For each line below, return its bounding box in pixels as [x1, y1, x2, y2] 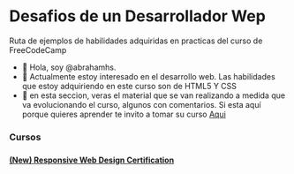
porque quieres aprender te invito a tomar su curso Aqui [21, 109, 227, 119]
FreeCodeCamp [9, 44, 67, 55]
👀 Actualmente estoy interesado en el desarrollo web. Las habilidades [21, 71, 275, 81]
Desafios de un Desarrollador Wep [9, 6, 267, 26]
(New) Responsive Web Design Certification [9, 155, 175, 165]
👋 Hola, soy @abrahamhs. [21, 62, 117, 72]
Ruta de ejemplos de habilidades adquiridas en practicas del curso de [9, 35, 263, 46]
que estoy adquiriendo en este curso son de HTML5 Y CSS [21, 80, 237, 91]
